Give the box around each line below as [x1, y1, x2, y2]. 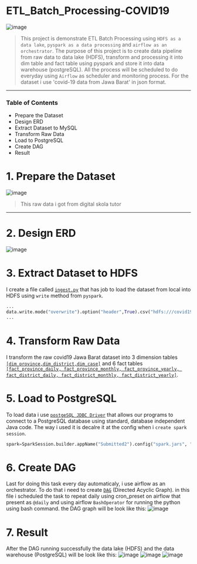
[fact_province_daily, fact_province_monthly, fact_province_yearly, [6, 366, 180, 372]
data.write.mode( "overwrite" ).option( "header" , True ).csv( [6, 309, 151, 315]
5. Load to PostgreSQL [6, 392, 117, 405]
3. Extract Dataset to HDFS [6, 267, 138, 280]
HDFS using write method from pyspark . [6, 292, 104, 300]
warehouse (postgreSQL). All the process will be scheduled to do [20, 66, 178, 73]
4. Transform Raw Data [6, 334, 120, 347]
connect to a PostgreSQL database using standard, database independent [6, 417, 185, 424]
